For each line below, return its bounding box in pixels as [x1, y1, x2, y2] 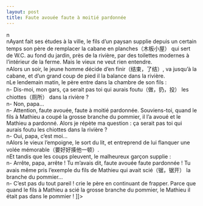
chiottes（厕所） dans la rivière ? [6, 93, 89, 101]
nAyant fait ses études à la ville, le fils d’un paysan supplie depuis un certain [6, 38, 197, 45]
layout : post [6, 8, 40, 15]
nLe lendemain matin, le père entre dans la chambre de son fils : [6, 78, 167, 85]
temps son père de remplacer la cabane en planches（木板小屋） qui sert [6, 45, 191, 52]
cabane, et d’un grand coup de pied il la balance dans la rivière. [6, 72, 165, 79]
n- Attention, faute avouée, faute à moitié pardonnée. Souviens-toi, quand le [6, 107, 198, 114]
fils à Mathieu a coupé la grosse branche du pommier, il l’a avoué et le [6, 113, 181, 120]
